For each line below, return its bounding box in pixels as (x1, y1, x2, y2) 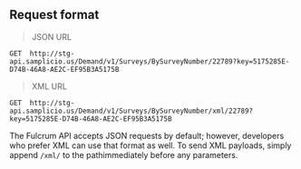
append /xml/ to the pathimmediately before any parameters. (9, 149, 238, 160)
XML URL (31, 81, 68, 92)
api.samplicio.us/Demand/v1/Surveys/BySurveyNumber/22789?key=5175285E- (9, 56, 290, 66)
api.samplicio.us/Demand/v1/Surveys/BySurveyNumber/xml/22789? (9, 106, 254, 115)
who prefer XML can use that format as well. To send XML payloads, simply (9, 140, 292, 151)
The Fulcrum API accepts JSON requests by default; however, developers (9, 130, 285, 141)
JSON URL (31, 31, 73, 42)
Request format (9, 7, 100, 23)
